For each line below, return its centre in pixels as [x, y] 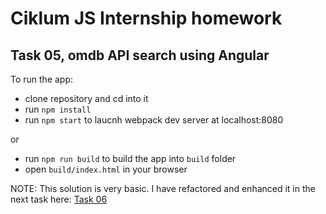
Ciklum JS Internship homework [146, 18]
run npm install [58, 109]
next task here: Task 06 [59, 199]
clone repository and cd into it [86, 98]
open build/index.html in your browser [106, 169]
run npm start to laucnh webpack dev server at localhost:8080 [154, 120]
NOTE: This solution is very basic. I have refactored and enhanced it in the [163, 188]
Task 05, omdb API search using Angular [140, 55]
